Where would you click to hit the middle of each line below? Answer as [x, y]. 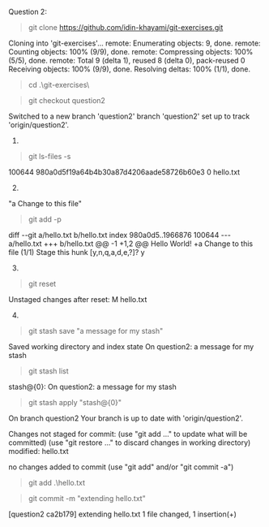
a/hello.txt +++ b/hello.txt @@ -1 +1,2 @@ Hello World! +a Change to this [131, 244]
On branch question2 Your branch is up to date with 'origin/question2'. [126, 418]
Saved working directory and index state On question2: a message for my [131, 347]
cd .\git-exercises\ [59, 85]
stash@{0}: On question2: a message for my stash [92, 387]
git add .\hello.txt [57, 483]
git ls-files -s [49, 156]
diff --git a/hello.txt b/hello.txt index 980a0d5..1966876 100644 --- [120, 235]
